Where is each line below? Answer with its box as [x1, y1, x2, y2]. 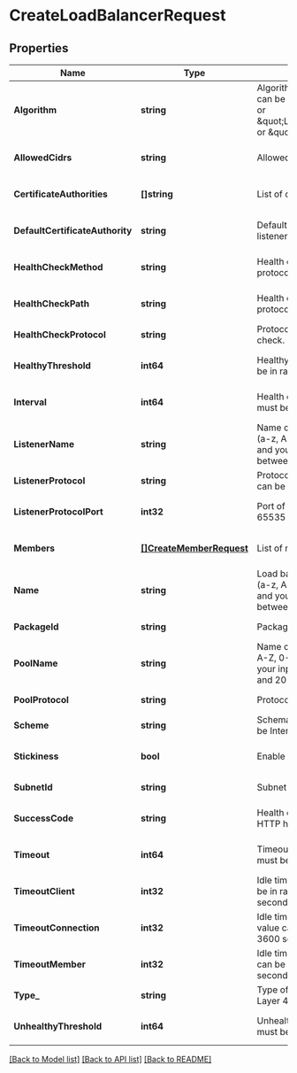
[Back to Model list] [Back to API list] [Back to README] [9, 1054, 212, 1064]
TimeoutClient [13, 885, 75, 897]
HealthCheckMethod [13, 261, 103, 273]
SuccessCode [13, 812, 73, 824]
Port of [256, 500, 286, 512]
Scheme [13, 719, 49, 731]
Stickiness [13, 750, 59, 762]
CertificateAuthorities [13, 188, 108, 200]
